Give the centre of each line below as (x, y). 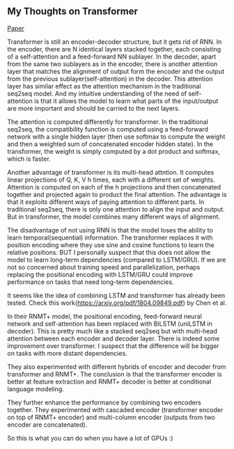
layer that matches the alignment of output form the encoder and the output (116, 71)
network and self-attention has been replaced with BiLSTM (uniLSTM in (110, 324)
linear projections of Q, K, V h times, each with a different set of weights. (111, 180)
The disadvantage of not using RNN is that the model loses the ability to (110, 230)
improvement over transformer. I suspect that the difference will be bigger (113, 346)
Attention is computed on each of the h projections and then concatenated (114, 187)
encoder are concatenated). (47, 425)
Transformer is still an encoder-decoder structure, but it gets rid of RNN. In (115, 42)
